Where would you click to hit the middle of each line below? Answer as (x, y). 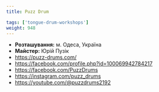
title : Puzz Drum (28, 12)
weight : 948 (21, 28)
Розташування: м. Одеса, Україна (58, 45)
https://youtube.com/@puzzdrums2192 (63, 83)
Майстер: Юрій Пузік (42, 51)
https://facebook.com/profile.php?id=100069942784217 (84, 64)
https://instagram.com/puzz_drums (58, 76)
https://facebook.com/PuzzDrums (56, 70)
